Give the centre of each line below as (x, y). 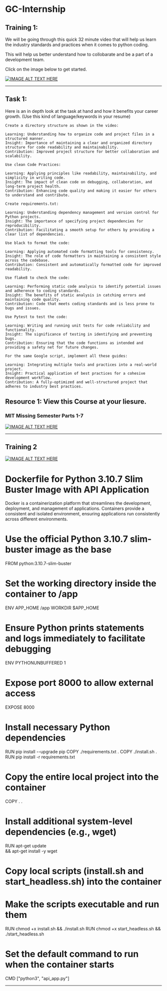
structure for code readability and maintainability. (62, 147)
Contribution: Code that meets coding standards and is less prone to (80, 304)
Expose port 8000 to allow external (79, 683)
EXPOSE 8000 (20, 707)
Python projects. (23, 217)
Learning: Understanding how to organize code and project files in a (80, 134)
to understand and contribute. (38, 195)
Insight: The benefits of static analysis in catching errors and (75, 295)
